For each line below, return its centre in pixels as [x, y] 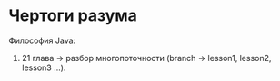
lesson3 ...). [44, 67]
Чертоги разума [73, 16]
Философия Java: [42, 40]
